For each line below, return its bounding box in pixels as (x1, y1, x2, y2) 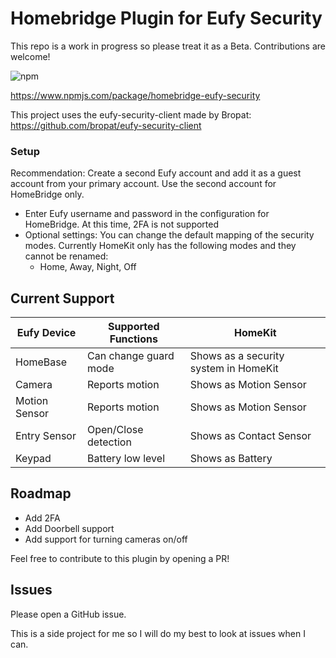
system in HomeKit (189, 362, 279, 376)
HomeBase (15, 355, 68, 369)
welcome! (10, 50, 51, 62)
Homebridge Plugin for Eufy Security (10, 7, 323, 30)
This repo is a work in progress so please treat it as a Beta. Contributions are (10, 40, 326, 52)
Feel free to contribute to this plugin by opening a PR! (10, 552, 230, 564)
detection (87, 435, 132, 449)
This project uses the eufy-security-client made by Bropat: (10, 108, 252, 121)
